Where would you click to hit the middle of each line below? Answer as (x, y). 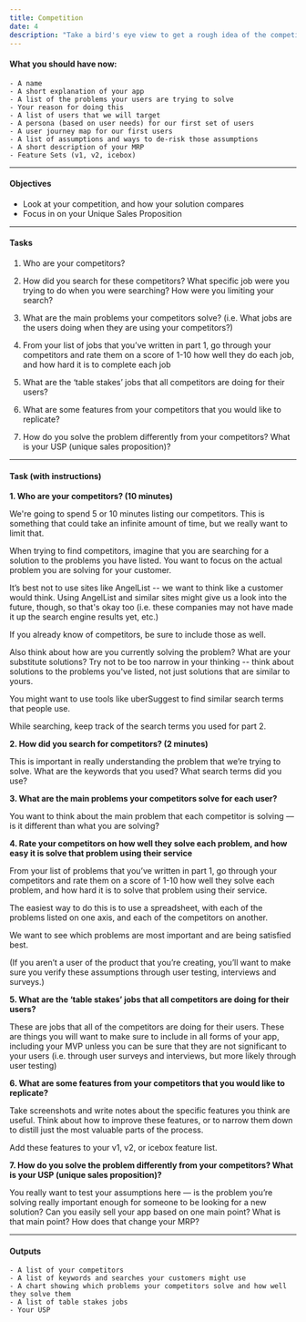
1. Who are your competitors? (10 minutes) (91, 497)
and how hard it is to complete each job (97, 364)
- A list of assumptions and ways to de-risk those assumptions (134, 139)
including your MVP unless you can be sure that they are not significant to (148, 1046)
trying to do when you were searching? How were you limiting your (148, 290)
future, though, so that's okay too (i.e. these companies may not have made (152, 608)
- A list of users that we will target (85, 115)
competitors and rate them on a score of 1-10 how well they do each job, (158, 354)
